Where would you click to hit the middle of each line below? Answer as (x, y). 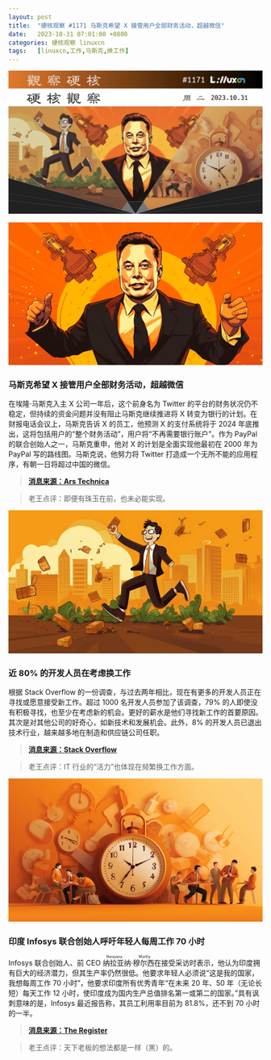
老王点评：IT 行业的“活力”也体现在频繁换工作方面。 (113, 767)
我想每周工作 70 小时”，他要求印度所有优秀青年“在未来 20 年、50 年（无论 (132, 983)
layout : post (30, 17)
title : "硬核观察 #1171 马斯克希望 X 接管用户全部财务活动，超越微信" (117, 25)
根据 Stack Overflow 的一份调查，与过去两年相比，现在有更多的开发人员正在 (135, 692)
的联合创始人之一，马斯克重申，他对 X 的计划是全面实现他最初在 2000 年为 (133, 444)
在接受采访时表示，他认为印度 (204, 963)
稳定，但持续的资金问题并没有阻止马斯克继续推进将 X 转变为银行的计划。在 (133, 414)
